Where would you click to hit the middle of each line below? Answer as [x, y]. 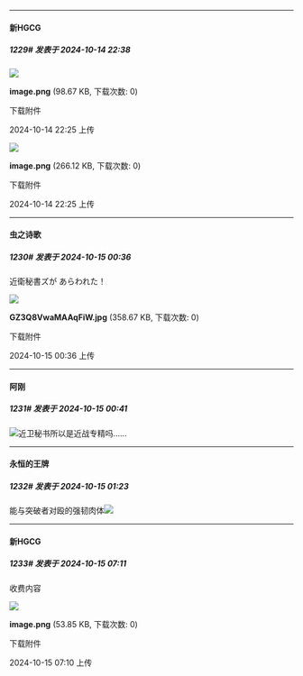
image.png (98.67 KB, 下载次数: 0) [73, 91]
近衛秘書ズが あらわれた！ [58, 281]
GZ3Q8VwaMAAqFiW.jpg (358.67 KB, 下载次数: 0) [105, 317]
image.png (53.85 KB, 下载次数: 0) [73, 624]
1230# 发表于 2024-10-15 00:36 [70, 257]
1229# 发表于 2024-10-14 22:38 [70, 50]
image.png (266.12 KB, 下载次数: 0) [75, 165]
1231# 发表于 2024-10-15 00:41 [69, 409]
